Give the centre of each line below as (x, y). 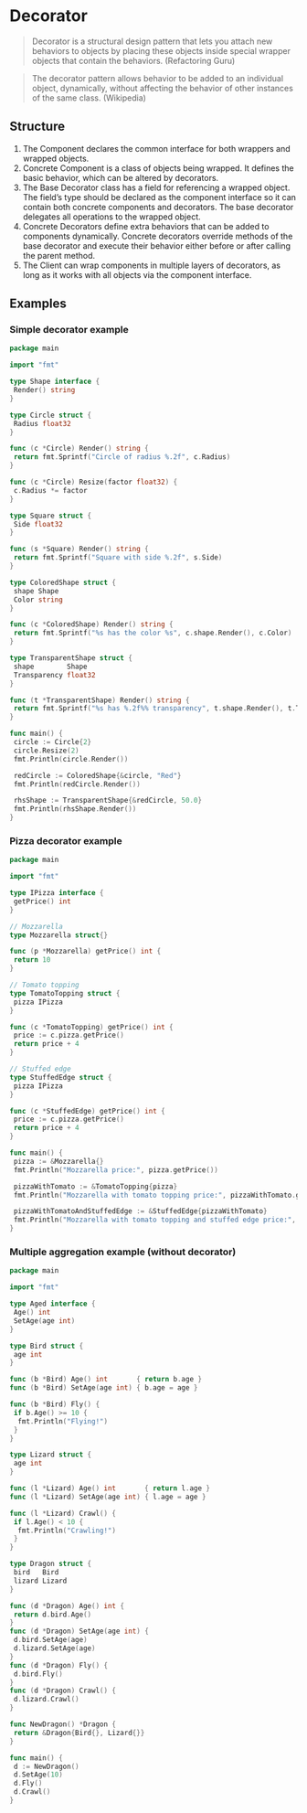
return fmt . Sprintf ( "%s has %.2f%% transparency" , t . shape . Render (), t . (155, 709)
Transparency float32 (54, 675)
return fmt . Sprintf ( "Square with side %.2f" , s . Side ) (118, 558)
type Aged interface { (53, 1304)
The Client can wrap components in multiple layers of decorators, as (152, 265)
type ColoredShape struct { (63, 582)
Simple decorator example (69, 330)
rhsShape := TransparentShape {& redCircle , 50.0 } (108, 801)
